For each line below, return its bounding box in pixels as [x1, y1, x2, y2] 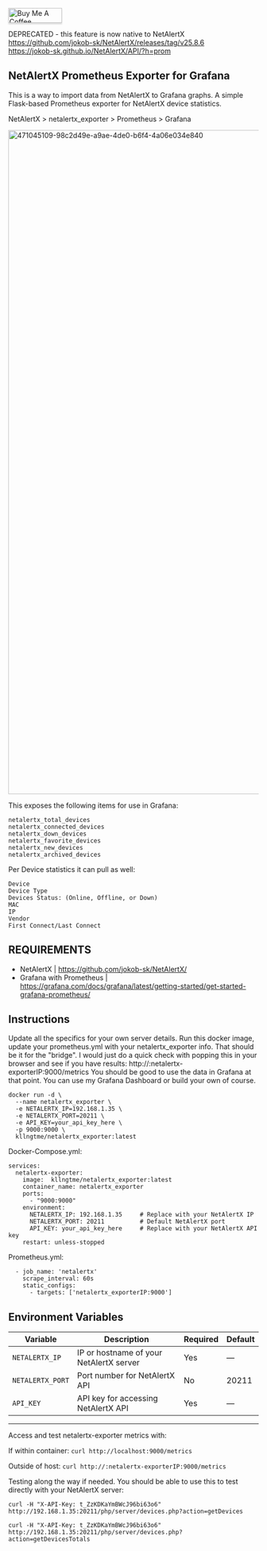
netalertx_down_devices [8, 830, 87, 838]
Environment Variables [8, 1310, 124, 1324]
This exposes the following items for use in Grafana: [8, 801, 179, 810]
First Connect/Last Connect [8, 921, 102, 929]
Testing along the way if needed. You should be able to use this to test [8, 1477, 238, 1487]
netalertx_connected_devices [8, 823, 105, 831]
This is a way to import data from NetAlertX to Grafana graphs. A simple [8, 90, 244, 99]
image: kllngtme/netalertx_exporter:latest [22, 1176, 172, 1184]
